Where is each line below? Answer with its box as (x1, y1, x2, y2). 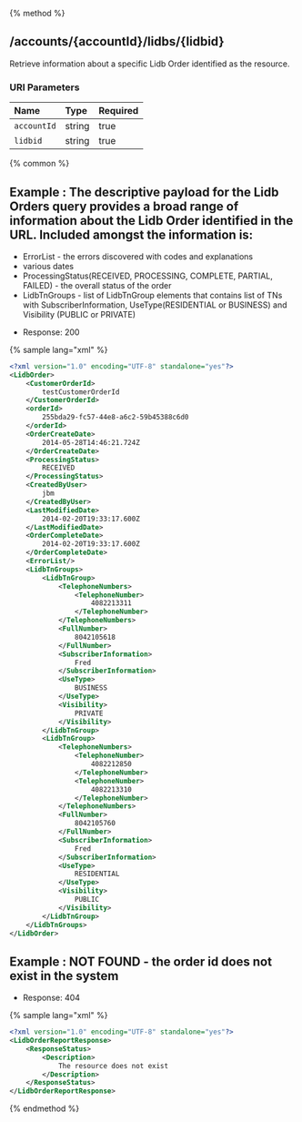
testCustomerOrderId (42, 387, 120, 397)
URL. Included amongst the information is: (9, 227, 254, 242)
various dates (22, 260, 75, 271)
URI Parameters (9, 81, 80, 94)
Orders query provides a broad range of (9, 198, 239, 214)
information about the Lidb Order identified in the (9, 213, 294, 228)
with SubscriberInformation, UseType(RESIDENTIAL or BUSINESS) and (22, 299, 287, 310)
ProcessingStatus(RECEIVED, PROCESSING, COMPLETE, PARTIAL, (22, 270, 273, 281)
